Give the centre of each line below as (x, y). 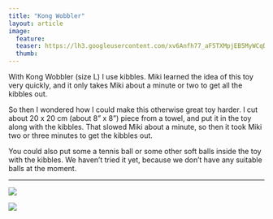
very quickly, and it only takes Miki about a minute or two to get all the (126, 85)
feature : (30, 39)
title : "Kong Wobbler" (47, 16)
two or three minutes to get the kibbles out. (80, 135)
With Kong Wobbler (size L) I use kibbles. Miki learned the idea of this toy (131, 77)
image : (19, 31)
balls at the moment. (43, 168)
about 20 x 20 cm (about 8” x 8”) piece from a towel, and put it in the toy (130, 118)
